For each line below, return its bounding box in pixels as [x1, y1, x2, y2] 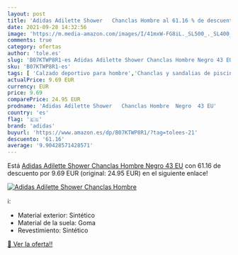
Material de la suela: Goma [17, 219, 96, 227]
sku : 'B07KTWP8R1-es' [7, 63, 72, 70]
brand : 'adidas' [7, 122, 55, 130]
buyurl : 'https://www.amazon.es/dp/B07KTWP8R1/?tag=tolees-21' [7, 129, 198, 136]
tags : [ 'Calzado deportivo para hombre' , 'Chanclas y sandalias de [7, 69, 211, 76]
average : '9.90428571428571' [7, 142, 93, 149]
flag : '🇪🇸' [7, 115, 42, 123]
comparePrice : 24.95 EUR [7, 96, 81, 103]
